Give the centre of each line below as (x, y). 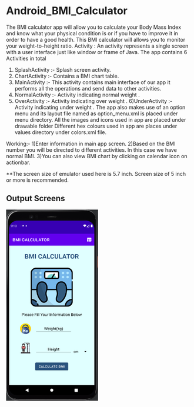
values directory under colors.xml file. (61, 132)
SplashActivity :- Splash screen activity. (63, 69)
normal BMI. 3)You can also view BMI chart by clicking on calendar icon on (97, 156)
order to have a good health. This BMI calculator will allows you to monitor (96, 39)
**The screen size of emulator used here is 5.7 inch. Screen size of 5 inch (96, 174)
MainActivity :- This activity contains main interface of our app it (92, 82)
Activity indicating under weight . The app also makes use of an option (100, 107)
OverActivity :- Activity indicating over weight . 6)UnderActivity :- (93, 101)
